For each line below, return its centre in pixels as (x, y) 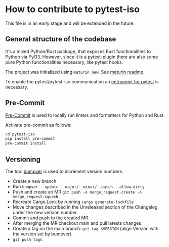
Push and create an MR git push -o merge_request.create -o (77, 192)
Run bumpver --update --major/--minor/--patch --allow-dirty (78, 186)
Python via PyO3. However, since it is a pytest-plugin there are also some (82, 57)
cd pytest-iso (20, 134)
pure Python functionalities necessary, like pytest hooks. (64, 62)
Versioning (23, 159)
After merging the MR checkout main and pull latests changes (77, 223)
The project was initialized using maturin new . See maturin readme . (75, 72)
